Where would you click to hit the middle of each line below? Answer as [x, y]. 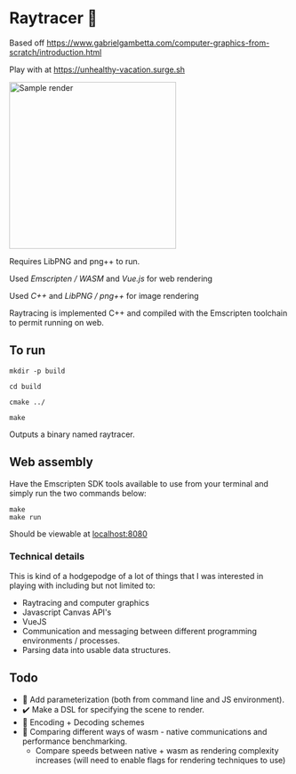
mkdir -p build [37, 371]
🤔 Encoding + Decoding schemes [83, 722]
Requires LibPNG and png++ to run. [75, 261]
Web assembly [51, 462]
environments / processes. [71, 641]
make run [25, 517]
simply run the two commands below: [78, 493]
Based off [27, 43]
